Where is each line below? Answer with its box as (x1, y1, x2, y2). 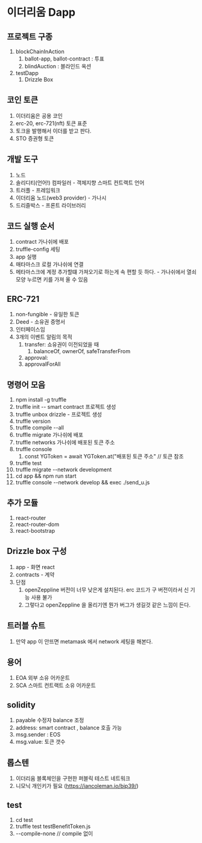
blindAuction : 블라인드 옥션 (24, 63, 92, 70)
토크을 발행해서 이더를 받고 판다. (15, 127, 92, 134)
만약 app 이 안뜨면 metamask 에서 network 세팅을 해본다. (15, 637, 153, 645)
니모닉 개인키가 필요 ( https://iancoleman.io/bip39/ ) (15, 782, 139, 789)
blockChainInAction (15, 48, 65, 55)
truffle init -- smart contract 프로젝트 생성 (15, 403, 116, 411)
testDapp (15, 70, 39, 76)
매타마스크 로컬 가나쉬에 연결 (15, 261, 84, 268)
